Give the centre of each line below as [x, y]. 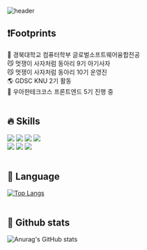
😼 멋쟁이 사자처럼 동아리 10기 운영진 [57, 72]
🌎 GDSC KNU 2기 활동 [39, 81]
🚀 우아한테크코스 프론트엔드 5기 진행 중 [60, 91]
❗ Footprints [32, 34]
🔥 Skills [24, 122]
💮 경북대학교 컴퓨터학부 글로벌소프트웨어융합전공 [74, 54]
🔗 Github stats [39, 222]
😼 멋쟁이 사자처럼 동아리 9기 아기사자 [59, 63]
